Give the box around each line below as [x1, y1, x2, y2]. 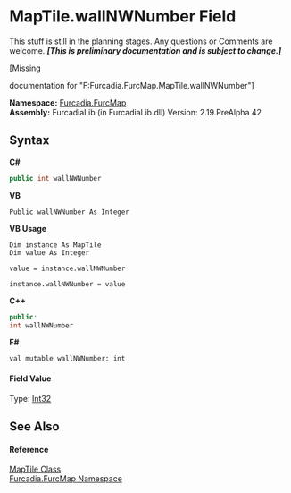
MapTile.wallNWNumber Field [9, 6, 237, 27]
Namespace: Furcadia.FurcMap [9, 97, 127, 108]
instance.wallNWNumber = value [9, 279, 126, 288]
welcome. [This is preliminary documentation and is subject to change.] [9, 45, 282, 55]
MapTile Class [9, 463, 62, 475]
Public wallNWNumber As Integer [9, 208, 129, 217]
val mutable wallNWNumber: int [9, 354, 126, 363]
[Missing [9, 63, 42, 73]
